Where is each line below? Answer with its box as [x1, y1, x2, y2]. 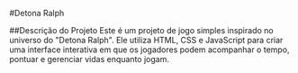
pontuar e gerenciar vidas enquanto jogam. [9, 54, 169, 64]
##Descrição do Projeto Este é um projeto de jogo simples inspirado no [9, 25, 274, 35]
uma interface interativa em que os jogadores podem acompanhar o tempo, [9, 44, 290, 55]
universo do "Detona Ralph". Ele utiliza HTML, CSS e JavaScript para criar [9, 35, 284, 45]
